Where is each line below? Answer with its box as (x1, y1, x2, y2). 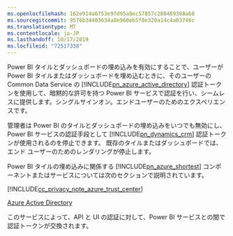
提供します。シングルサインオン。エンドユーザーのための (19, 98, 183, 105)
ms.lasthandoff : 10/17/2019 (7, 36, 89, 43)
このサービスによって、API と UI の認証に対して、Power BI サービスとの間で (7, 213, 225, 221)
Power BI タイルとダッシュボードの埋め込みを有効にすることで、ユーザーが (7, 63, 224, 71)
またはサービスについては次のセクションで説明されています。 (31, 171, 208, 179)
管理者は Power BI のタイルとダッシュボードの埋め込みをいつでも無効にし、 (7, 121, 226, 129)
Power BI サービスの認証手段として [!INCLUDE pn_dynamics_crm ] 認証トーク (7, 130, 227, 138)
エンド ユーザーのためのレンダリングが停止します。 (7, 147, 156, 156)
